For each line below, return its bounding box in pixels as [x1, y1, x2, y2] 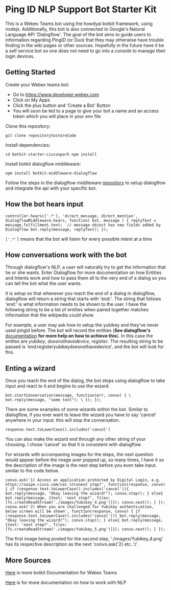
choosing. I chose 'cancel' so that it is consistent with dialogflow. [5, 441, 142, 448]
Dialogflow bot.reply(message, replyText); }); [5, 226, 109, 232]
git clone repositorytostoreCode [5, 133, 77, 138]
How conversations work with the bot [5, 251, 127, 259]
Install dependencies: [5, 142, 51, 148]
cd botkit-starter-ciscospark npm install [5, 152, 97, 157]
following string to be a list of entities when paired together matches [5, 307, 149, 313]
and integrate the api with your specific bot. [5, 185, 97, 191]
